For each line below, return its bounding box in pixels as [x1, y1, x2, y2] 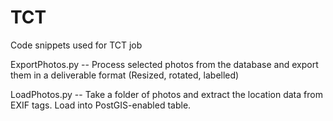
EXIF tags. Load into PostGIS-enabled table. [10, 99, 192, 111]
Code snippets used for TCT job [10, 39, 143, 51]
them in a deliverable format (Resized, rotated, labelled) [10, 69, 240, 81]
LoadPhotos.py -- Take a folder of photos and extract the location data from [10, 88, 323, 100]
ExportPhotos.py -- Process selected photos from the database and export [10, 58, 319, 70]
